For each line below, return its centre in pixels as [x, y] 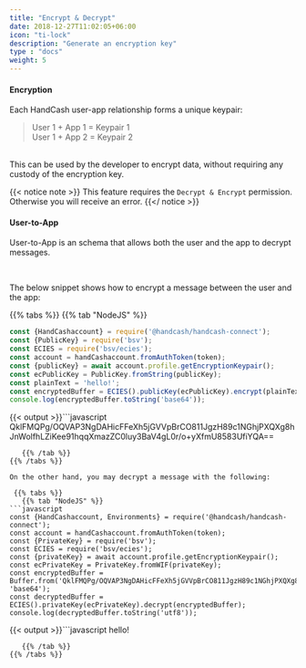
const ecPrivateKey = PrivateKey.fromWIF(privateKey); [116, 565]
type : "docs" [36, 52]
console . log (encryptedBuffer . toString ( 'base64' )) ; [107, 400]
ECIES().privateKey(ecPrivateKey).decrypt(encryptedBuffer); [128, 605]
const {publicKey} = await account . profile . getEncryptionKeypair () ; [142, 366]
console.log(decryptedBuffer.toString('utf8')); [103, 613]
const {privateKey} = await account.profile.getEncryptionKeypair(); [144, 558]
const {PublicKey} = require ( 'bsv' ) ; [81, 340]
